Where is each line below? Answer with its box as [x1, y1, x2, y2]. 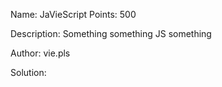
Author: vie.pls [10, 47, 71, 59]
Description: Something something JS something [10, 28, 212, 39]
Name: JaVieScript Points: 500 [10, 9, 137, 20]
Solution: [10, 67, 47, 78]
